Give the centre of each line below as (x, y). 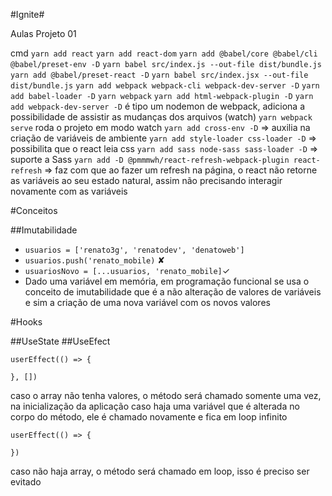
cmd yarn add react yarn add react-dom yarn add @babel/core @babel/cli (164, 53)
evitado (26, 482)
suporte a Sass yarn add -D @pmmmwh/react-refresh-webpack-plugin (150, 159)
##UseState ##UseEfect (60, 341)
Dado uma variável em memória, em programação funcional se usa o (167, 281)
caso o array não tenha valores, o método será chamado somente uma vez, (166, 395)
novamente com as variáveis (69, 191)
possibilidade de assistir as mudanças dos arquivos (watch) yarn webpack (161, 117)
